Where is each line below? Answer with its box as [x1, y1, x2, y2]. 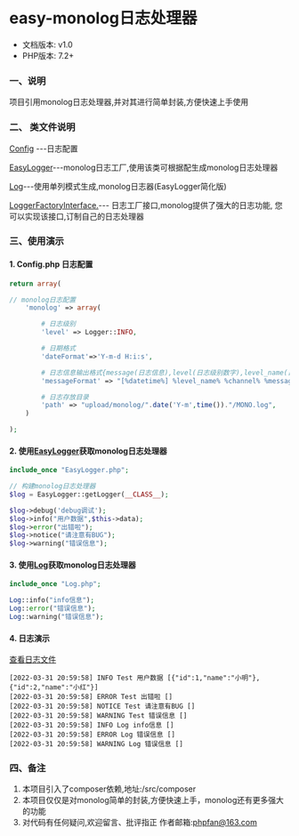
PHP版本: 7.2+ [21, 50, 75, 60]
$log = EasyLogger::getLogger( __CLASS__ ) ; [9, 490, 169, 499]
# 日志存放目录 [41, 392, 89, 401]
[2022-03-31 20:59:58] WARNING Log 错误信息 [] [9, 740, 184, 749]
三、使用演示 [9, 235, 65, 247]
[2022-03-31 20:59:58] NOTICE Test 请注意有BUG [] [9, 702, 196, 711]
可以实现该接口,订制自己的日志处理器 [9, 211, 145, 221]
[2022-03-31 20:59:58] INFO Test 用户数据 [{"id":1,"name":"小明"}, [9, 673, 261, 683]
